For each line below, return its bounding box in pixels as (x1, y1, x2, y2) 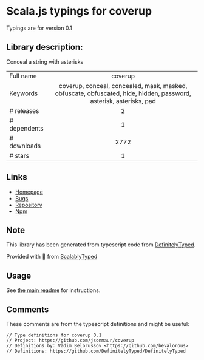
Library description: (6, 42, 83, 52)
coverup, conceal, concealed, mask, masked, (58, 81, 188, 90)
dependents (9, 124, 44, 132)
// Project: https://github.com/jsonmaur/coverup (6, 338, 135, 344)
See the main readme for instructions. (6, 287, 101, 294)
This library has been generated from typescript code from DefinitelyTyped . (6, 241, 196, 248)
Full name (9, 72, 38, 80)
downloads (9, 141, 41, 150)
